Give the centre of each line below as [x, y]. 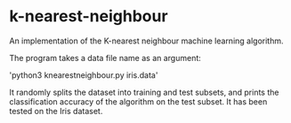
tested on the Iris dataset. [56, 111]
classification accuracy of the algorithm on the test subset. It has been [138, 101]
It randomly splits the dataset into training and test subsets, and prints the [144, 92]
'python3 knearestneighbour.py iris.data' [84, 75]
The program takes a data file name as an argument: [105, 58]
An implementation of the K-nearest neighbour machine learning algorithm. [146, 41]
